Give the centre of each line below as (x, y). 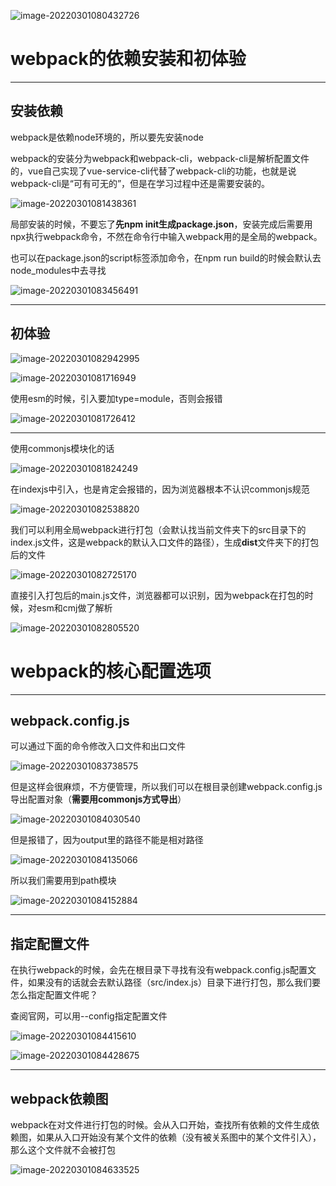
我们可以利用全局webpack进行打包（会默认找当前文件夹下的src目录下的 (158, 529)
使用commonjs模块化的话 (62, 448)
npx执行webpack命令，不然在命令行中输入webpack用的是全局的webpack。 (166, 236)
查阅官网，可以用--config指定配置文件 (89, 1016)
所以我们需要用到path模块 (63, 881)
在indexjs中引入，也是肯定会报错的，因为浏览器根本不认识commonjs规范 (160, 489)
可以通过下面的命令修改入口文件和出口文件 (98, 746)
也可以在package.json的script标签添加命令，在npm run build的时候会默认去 (166, 257)
